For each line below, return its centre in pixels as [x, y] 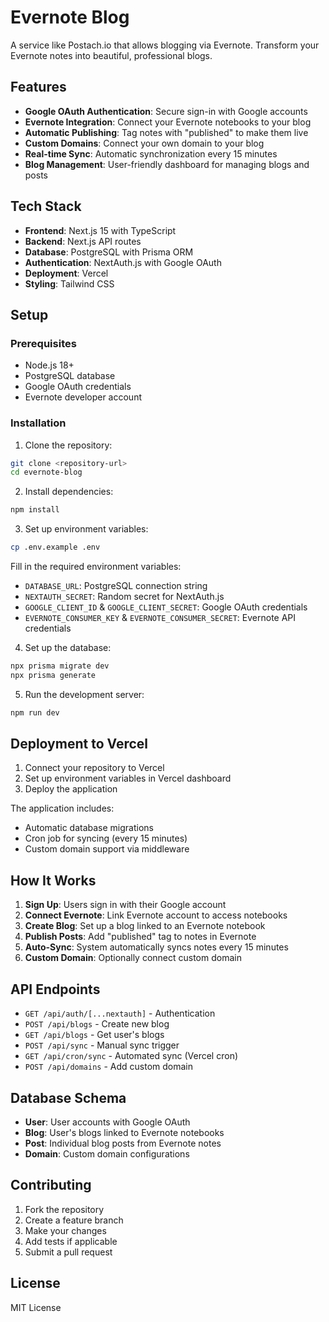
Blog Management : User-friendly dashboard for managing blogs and [167, 164]
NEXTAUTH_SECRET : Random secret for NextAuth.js [124, 597]
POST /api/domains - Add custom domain [109, 1067]
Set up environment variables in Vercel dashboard [128, 778]
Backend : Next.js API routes [83, 241]
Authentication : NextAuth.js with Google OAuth [123, 262]
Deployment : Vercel [66, 273]
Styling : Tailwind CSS [69, 283]
